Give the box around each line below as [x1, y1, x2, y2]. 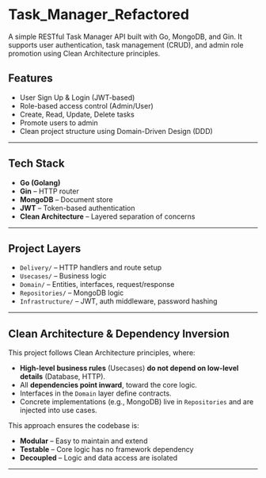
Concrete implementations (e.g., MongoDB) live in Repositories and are [19, 397, 254, 407]
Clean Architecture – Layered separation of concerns [19, 212, 196, 221]
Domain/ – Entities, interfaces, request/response [19, 280, 175, 289]
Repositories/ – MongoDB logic [19, 288, 124, 298]
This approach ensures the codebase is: [8, 421, 140, 430]
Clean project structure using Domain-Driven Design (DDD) [19, 126, 214, 136]
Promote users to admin [19, 117, 98, 128]
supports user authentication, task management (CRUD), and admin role [8, 40, 244, 49]
